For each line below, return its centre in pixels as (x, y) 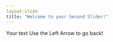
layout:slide (22, 11)
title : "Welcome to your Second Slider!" (57, 17)
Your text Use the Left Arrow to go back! (55, 33)
